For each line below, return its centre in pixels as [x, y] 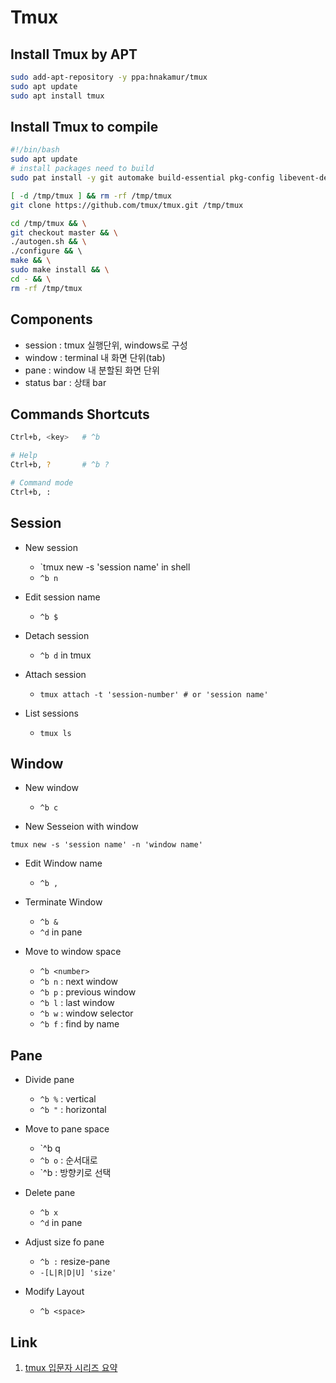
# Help [24, 456]
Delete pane [50, 1193]
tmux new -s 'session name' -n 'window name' [106, 845]
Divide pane [49, 1080]
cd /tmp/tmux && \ [48, 223]
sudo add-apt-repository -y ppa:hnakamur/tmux [109, 77]
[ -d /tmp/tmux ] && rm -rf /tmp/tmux [91, 196]
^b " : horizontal [73, 1110]
